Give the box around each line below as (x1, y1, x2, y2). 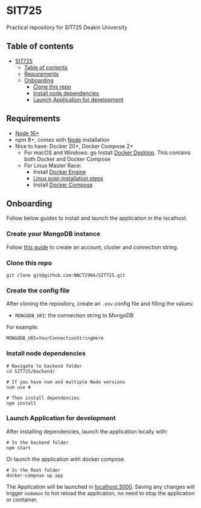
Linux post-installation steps (33, 174, 104, 182)
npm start (6, 444, 31, 451)
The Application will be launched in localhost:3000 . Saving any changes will (6, 483, 195, 490)
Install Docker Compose (33, 181, 93, 188)
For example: (6, 323, 39, 331)
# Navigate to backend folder (6, 363, 83, 369)
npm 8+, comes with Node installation (14, 136, 110, 143)
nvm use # (6, 384, 31, 391)
